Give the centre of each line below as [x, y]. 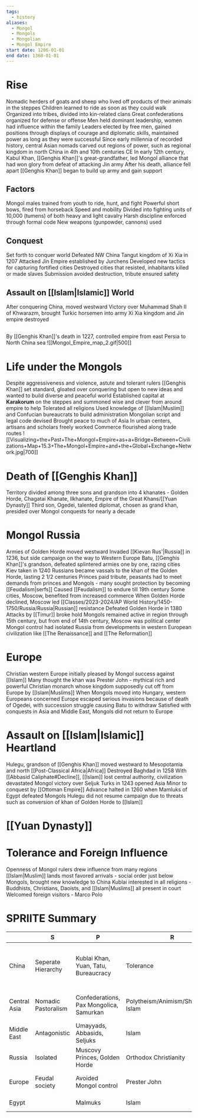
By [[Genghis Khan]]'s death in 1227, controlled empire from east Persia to [96, 336]
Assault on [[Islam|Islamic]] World [70, 293]
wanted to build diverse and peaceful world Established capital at [85, 396]
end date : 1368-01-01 [33, 56]
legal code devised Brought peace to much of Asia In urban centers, [89, 421]
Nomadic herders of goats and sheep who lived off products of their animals [99, 101]
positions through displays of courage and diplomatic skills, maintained [92, 133]
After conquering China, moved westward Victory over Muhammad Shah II [96, 307]
